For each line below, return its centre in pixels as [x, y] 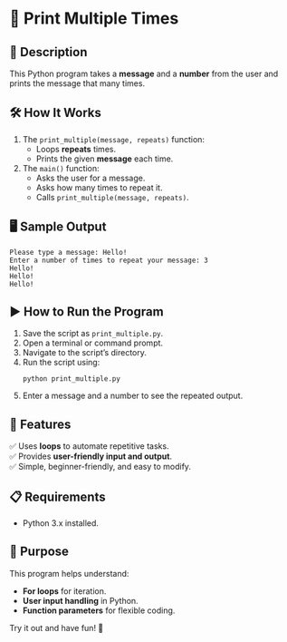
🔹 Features [40, 424]
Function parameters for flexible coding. [99, 610]
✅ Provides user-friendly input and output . [91, 456]
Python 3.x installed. [61, 523]
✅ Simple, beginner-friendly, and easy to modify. [100, 467]
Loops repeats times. [76, 149]
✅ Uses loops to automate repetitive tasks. [89, 446]
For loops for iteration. [64, 591]
